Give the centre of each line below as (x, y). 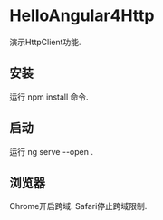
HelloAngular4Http (82, 16)
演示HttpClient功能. (45, 42)
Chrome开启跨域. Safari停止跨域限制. (78, 206)
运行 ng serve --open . (51, 151)
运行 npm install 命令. (49, 97)
